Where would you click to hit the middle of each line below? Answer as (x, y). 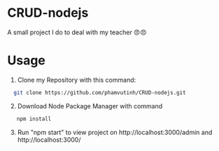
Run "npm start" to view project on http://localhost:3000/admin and (115, 132)
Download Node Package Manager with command (90, 106)
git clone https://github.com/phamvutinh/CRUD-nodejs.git (100, 92)
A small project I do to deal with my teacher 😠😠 (77, 32)
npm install (34, 119)
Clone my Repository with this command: (77, 80)
